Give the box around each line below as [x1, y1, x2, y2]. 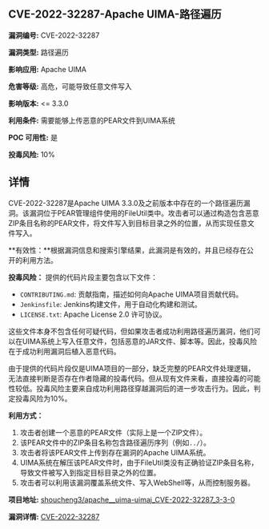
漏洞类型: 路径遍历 [8, 47, 70, 57]
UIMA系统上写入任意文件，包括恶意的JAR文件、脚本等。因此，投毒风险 [22, 336, 258, 346]
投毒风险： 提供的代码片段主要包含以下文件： [8, 272, 158, 282]
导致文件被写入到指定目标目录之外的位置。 [19, 467, 161, 477]
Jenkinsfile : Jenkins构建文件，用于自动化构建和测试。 [19, 299, 202, 309]
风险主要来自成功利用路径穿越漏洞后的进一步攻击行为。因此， [50, 383, 254, 393]
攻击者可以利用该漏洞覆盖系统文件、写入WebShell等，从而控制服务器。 [19, 478, 255, 487]
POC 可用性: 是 [8, 132, 58, 142]
